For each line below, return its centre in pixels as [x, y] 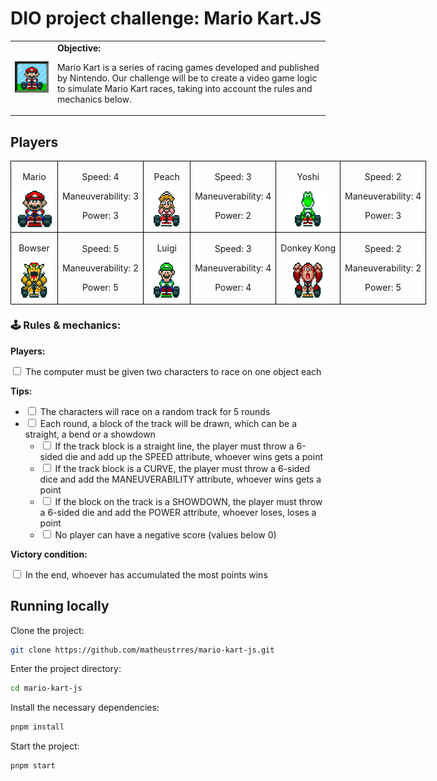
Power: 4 [233, 287]
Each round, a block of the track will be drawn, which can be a [168, 423]
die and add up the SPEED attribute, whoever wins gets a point [194, 456]
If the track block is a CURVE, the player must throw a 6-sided [182, 468]
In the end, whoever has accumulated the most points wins [146, 574]
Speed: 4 [100, 177]
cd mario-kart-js [46, 688]
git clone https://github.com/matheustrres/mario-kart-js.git [142, 650]
